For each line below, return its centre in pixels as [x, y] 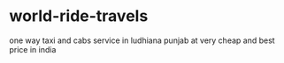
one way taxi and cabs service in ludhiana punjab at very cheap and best [142, 40]
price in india [33, 49]
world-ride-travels [79, 16]
